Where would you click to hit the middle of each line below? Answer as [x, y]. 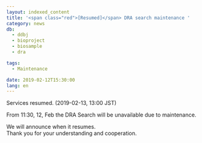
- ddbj [20, 35]
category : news [26, 23]
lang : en [17, 86]
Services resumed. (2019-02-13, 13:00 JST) [62, 103]
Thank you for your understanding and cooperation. [72, 133]
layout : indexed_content [38, 12]
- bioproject [28, 41]
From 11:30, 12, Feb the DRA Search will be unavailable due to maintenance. [102, 115]
